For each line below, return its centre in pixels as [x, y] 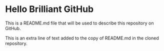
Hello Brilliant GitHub [49, 9]
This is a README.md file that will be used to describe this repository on [79, 23]
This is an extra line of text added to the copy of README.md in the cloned [82, 38]
